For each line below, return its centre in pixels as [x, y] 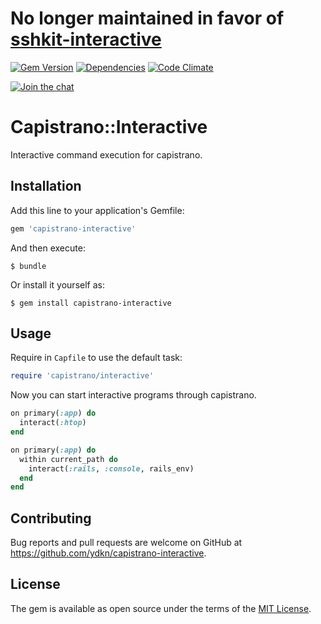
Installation [46, 186]
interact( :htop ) [53, 423]
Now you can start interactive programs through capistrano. [133, 395]
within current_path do [68, 459]
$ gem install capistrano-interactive [91, 303]
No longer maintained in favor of [147, 18]
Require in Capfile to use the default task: [96, 358]
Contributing [51, 518]
